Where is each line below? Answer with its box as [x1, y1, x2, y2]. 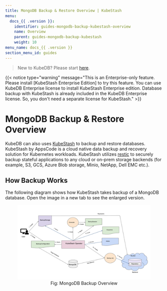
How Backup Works [5, 176, 68, 185]
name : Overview [14, 29, 46, 35]
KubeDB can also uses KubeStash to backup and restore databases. [5, 140, 146, 146]
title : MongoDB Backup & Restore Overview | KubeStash [5, 8, 122, 13]
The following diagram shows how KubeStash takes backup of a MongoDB [5, 189, 159, 195]
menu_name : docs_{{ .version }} [5, 45, 72, 50]
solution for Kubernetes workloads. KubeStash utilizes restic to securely [5, 151, 153, 157]
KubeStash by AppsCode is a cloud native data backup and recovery [5, 146, 147, 152]
